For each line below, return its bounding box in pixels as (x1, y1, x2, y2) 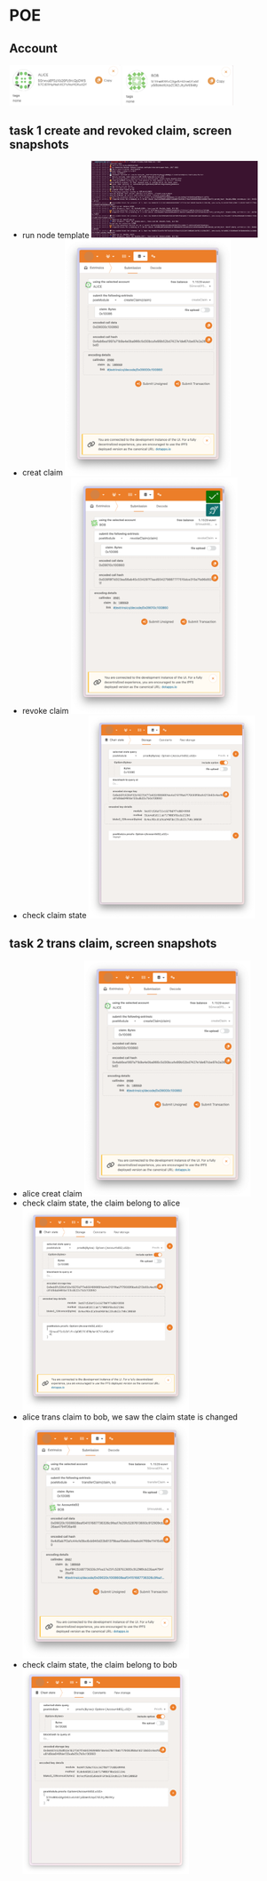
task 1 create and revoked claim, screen (9, 123, 232, 138)
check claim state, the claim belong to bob (21, 1659, 177, 1669)
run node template (21, 229, 90, 240)
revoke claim (21, 706, 69, 716)
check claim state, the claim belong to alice (21, 1197, 180, 1209)
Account (9, 41, 58, 56)
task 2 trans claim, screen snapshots (9, 936, 217, 951)
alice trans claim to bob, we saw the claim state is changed (21, 1412, 238, 1422)
